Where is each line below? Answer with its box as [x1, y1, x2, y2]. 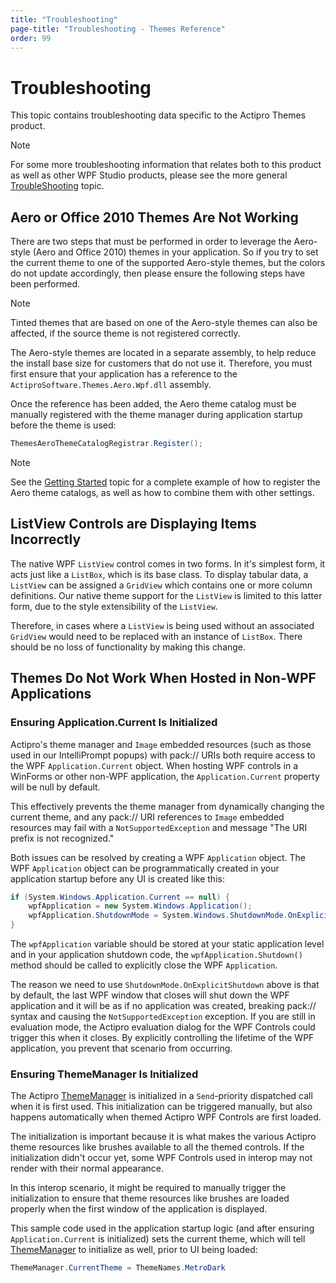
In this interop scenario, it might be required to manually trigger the [10, 1182, 287, 1194]
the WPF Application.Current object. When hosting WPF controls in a [10, 759, 299, 771]
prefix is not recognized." [10, 832, 115, 844]
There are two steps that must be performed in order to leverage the [10, 236, 292, 248]
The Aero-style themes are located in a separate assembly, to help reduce [10, 347, 317, 359]
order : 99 [10, 33, 52, 43]
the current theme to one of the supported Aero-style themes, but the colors [10, 257, 326, 269]
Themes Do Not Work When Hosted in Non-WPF [10, 670, 317, 687]
